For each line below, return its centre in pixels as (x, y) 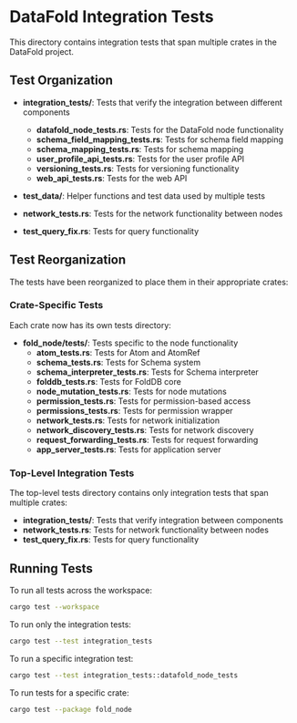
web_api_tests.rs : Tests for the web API (112, 178)
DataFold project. (42, 51)
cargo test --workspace (55, 607)
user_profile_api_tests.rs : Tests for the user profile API (140, 159)
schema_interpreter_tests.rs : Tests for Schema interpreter (148, 372)
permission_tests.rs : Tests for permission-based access (143, 401)
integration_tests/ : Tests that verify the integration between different (152, 102)
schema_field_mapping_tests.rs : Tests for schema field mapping (160, 139)
